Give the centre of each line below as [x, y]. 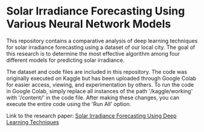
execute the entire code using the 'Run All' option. [69, 104]
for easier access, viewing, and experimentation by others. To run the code [100, 84]
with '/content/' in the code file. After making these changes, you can [93, 97]
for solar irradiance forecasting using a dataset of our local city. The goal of [101, 47]
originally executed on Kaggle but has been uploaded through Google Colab [101, 78]
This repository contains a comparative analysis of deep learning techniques [102, 41]
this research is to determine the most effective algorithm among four [93, 53]
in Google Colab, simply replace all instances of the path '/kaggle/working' [100, 91]
